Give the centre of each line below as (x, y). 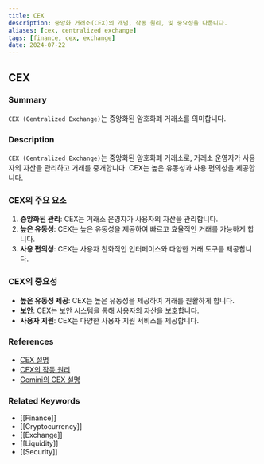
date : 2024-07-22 (37, 45)
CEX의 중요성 (33, 282)
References (31, 341)
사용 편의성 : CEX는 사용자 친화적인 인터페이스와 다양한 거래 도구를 (122, 249)
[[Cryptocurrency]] (51, 427)
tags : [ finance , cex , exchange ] (62, 38)
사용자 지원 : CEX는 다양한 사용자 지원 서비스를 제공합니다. (109, 320)
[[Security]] (39, 452)
